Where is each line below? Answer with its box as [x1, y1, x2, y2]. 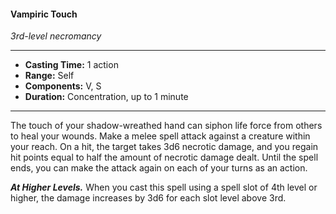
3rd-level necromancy [10, 30, 102, 42]
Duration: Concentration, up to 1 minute [24, 91, 189, 103]
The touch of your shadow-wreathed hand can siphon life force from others [10, 120, 323, 132]
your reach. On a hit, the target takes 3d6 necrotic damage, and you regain [10, 141, 319, 153]
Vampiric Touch [10, 8, 78, 20]
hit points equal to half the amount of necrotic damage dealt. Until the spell [10, 151, 319, 164]
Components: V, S [24, 80, 102, 92]
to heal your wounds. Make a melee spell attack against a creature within [10, 130, 311, 142]
